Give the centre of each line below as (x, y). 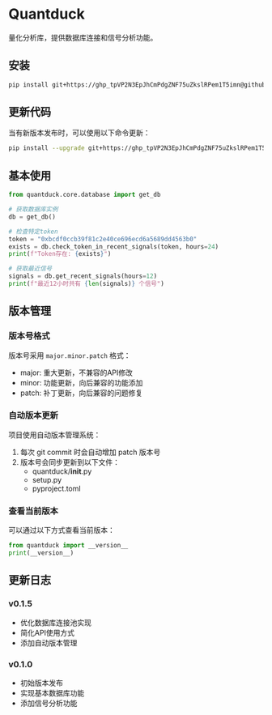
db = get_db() (32, 217)
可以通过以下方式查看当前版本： (62, 530)
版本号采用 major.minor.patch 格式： (70, 355)
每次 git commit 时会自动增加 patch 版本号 (90, 452)
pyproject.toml (56, 488)
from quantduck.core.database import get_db (85, 195)
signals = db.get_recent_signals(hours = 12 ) (83, 276)
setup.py (47, 479)
